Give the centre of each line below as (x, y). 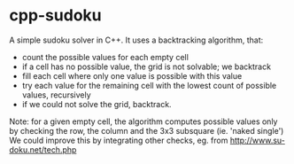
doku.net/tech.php (43, 149)
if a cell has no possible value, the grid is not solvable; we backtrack (147, 66)
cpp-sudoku (55, 16)
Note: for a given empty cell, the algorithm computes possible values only (143, 121)
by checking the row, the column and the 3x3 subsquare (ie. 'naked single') (147, 130)
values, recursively (56, 95)
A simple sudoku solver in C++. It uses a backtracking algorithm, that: (136, 40)
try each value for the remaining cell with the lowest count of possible (149, 85)
